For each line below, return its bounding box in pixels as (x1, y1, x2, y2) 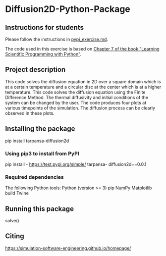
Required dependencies (5, 173, 64, 180)
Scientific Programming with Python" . (5, 51, 82, 57)
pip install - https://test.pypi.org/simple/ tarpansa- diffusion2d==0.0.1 (5, 161, 147, 167)
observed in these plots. (5, 110, 55, 116)
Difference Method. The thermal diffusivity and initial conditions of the (5, 94, 149, 100)
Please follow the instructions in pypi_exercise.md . (5, 36, 108, 42)
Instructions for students (5, 23, 84, 32)
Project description (5, 65, 66, 74)
